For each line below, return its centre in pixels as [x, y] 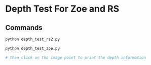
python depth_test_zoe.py [32, 48]
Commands [24, 28]
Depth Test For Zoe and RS [62, 9]
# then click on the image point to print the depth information [75, 57]
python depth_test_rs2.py [32, 39]
